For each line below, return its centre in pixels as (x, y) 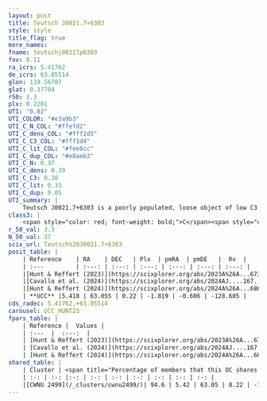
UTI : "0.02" (28, 112)
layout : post (30, 15)
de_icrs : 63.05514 (39, 75)
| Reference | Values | (64, 326)
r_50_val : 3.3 (32, 230)
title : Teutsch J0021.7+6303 (56, 23)
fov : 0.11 (25, 60)
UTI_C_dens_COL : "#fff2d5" (53, 133)
